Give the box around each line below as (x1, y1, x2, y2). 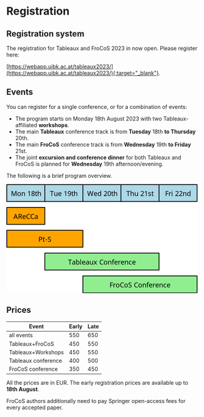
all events (9, 332, 33, 339)
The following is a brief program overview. (6, 172, 113, 179)
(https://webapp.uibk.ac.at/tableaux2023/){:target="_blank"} (6, 69, 160, 77)
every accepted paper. (6, 404, 63, 411)
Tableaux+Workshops (9, 348, 64, 356)
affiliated (15, 121, 38, 128)
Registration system (6, 29, 85, 39)
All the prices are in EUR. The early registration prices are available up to (6, 379, 189, 386)
